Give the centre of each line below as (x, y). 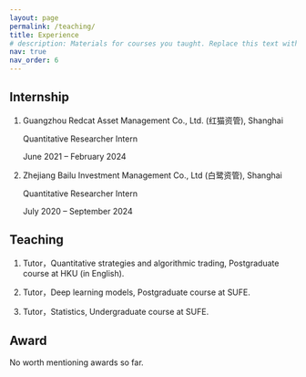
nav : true (28, 52)
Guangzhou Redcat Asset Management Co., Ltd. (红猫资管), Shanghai (153, 120)
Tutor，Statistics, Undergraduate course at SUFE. (116, 311)
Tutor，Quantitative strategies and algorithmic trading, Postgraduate (151, 263)
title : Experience (44, 35)
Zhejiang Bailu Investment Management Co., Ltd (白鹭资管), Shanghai (152, 175)
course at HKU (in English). (73, 273)
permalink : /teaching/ (52, 26)
